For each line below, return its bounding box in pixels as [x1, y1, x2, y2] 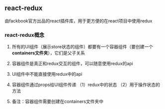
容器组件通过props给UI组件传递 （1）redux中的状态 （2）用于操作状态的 [11, 82, 160, 88]
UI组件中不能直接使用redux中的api [11, 71, 82, 77]
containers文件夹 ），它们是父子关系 [11, 50, 85, 56]
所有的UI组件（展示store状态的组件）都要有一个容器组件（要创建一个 [11, 44, 154, 50]
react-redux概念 [4, 31, 45, 38]
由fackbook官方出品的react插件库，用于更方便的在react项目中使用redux [4, 17, 153, 24]
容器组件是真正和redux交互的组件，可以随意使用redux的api [11, 61, 134, 67]
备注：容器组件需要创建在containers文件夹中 [11, 99, 104, 105]
